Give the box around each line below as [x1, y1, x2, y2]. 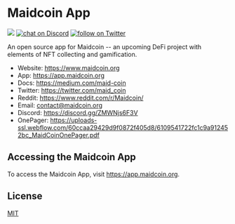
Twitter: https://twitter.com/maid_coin [17, 86, 126, 94]
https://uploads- [50, 116, 98, 124]
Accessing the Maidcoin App [7, 151, 137, 163]
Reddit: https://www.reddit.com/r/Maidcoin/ [17, 93, 144, 102]
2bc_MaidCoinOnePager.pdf [17, 131, 100, 139]
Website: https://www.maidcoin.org [17, 63, 121, 72]
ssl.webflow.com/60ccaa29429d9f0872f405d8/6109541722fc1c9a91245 [17, 123, 229, 131]
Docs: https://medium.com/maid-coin [17, 79, 126, 87]
